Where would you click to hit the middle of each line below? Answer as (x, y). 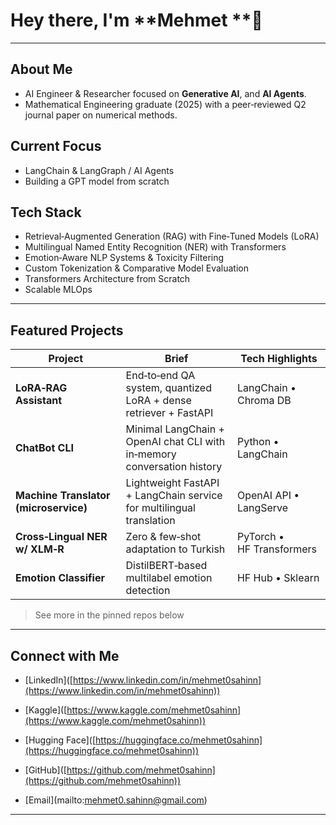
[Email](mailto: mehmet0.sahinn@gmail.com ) (116, 800)
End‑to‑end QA (160, 376)
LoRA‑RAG (41, 388)
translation (150, 521)
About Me (41, 69)
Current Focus (56, 146)
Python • (258, 442)
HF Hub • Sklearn (278, 578)
